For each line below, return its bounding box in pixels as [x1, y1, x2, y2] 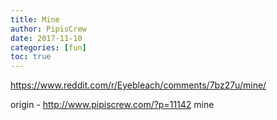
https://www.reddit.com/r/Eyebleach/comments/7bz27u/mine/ [10, 79, 267, 91]
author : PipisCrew [10, 24, 87, 34]
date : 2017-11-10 [10, 33, 83, 43]
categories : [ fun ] [10, 42, 87, 53]
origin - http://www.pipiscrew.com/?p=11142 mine [10, 99, 215, 111]
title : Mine [10, 14, 60, 25]
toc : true [10, 52, 52, 62]
